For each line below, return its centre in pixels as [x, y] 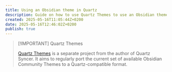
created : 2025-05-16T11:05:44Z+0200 [44, 19]
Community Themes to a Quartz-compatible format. [73, 64]
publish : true [20, 29]
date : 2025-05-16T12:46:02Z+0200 [41, 24]
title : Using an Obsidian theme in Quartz [51, 10]
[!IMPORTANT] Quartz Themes [50, 43]
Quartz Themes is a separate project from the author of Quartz [84, 54]
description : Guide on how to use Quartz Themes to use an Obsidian [80, 15]
